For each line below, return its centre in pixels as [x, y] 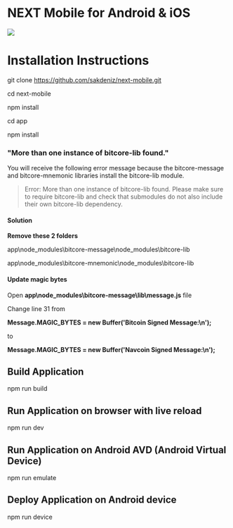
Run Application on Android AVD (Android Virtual [117, 450]
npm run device [30, 517]
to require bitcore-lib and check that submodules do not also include [124, 197]
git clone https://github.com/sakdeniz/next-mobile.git [84, 80]
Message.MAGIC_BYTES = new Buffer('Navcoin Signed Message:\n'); [111, 349]
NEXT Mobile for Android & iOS [99, 13]
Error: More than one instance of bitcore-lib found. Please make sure [124, 189]
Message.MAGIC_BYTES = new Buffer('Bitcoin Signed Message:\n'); [109, 322]
